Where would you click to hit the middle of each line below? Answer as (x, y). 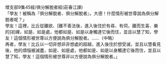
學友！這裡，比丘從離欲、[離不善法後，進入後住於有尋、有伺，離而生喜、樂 (82, 26)
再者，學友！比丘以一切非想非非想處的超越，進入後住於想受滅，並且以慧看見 (83, 44)
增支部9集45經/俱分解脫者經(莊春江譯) (44, 7)
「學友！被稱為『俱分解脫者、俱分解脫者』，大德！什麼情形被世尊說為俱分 (80, 13)
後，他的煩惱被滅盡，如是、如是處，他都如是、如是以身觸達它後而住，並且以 (83, 50)
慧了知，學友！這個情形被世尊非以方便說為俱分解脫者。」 (62, 56)
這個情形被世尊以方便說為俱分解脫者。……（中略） (65, 38)
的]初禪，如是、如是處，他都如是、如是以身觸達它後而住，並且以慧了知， (80, 32)
